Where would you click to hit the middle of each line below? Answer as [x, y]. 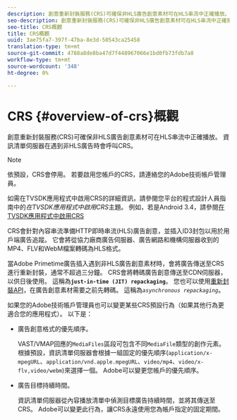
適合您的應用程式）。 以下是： [50, 314]
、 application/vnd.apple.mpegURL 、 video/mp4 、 [109, 361]
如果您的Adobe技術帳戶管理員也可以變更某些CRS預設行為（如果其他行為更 [116, 305]
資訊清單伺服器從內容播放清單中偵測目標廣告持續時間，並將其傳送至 [116, 400]
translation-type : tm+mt [44, 47]
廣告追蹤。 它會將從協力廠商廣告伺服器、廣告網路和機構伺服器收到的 [119, 240]
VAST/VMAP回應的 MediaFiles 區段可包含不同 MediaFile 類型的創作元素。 [121, 344]
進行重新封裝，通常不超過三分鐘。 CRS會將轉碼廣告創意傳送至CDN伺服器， [117, 272]
